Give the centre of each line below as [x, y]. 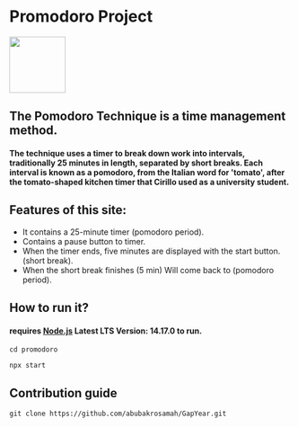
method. [34, 131]
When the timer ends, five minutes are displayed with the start [137, 251]
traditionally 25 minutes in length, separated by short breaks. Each [136, 163]
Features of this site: [68, 210]
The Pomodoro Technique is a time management [148, 116]
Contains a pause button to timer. [84, 241]
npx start [28, 366]
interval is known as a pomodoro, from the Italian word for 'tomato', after [147, 172]
